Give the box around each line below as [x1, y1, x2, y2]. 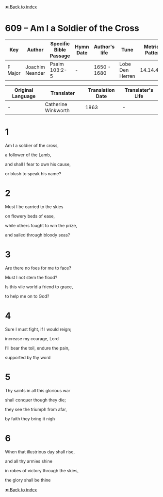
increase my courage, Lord [5, 335, 59, 341]
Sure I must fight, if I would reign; [5, 326, 72, 332]
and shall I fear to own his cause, [5, 161, 71, 167]
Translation [88, 86, 115, 93]
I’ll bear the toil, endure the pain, [5, 345, 70, 351]
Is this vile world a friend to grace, [5, 283, 73, 290]
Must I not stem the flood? [5, 274, 57, 280]
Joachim [25, 64, 45, 70]
